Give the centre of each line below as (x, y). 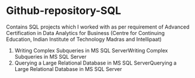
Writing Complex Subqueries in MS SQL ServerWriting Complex (91, 50)
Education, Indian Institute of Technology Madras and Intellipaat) (84, 39)
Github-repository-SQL (64, 11)
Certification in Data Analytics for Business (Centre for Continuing (85, 33)
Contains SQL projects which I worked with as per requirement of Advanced (98, 27)
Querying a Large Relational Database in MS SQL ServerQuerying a (95, 63)
